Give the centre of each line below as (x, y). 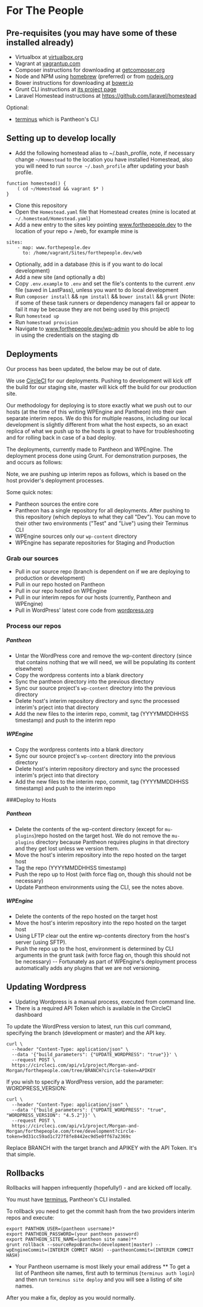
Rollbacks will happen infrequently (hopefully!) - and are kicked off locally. (99, 1188)
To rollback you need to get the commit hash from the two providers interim (101, 1211)
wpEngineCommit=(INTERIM (38, 1250)
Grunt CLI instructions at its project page (66, 89)
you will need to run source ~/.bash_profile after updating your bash (102, 166)
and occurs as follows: (35, 462)
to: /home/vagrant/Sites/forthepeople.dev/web (82, 253)
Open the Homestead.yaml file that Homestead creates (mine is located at (105, 212)
